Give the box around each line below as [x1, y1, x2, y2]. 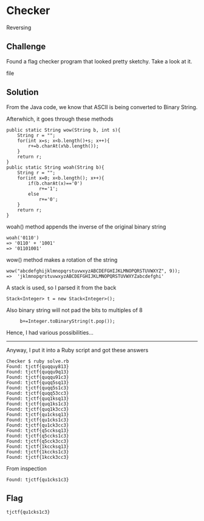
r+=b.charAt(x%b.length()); [28, 143, 99, 149]
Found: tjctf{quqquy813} [6, 363, 69, 369]
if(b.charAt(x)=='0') [28, 180, 83, 186]
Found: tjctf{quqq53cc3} [6, 390, 69, 396]
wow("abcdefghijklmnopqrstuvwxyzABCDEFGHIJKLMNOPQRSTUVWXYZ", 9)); [6, 268, 181, 274]
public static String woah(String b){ [6, 164, 104, 171]
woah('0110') [6, 235, 39, 241]
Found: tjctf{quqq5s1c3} [6, 385, 69, 391]
